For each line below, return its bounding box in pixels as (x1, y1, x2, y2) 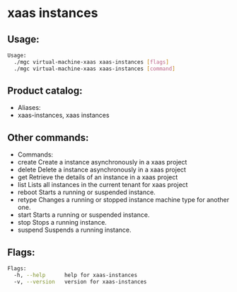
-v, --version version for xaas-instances (13, 278, 147, 285)
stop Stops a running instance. (17, 218, 108, 227)
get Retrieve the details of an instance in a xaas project (17, 173, 178, 181)
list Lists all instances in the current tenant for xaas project (17, 181, 188, 189)
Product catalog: (7, 85, 83, 97)
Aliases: (17, 103, 41, 112)
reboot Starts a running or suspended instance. (17, 188, 156, 196)
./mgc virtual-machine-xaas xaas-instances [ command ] (13, 65, 175, 72)
